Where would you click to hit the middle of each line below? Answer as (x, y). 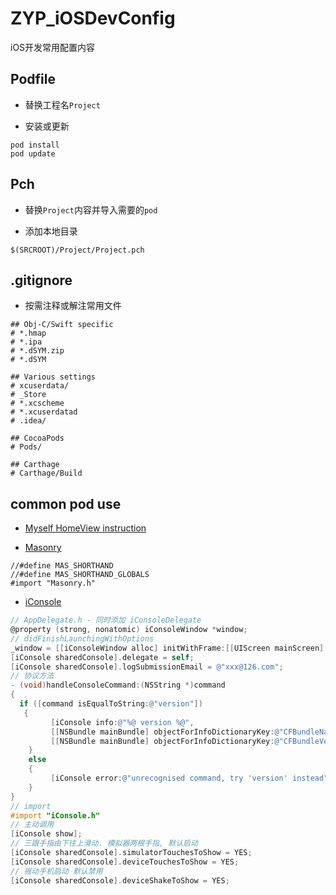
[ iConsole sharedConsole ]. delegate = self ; (102, 657)
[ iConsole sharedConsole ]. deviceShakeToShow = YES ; (120, 880)
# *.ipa (26, 342)
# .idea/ (28, 421)
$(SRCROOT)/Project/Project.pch (77, 250)
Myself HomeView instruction (85, 528)
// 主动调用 (32, 825)
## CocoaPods (37, 438)
